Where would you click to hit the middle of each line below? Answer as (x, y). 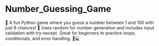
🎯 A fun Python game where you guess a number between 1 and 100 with (79, 23)
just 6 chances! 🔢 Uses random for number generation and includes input (80, 27)
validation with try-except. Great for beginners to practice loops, (70, 33)
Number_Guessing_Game (58, 9)
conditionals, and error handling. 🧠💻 (42, 38)
